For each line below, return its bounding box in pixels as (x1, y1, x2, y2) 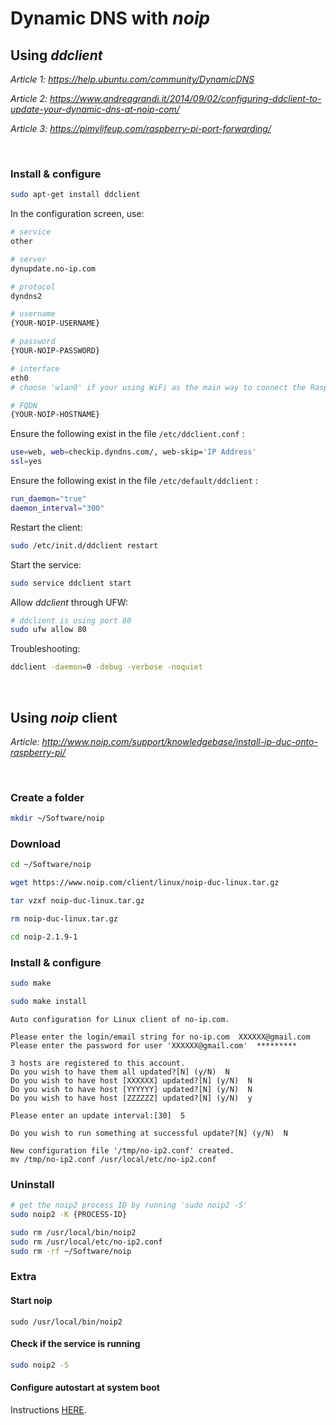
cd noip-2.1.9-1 (10, 932, 78, 942)
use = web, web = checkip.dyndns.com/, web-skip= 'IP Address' (10, 447, 257, 457)
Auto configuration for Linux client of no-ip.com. (10, 1014, 230, 1024)
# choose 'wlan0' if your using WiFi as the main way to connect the (10, 382, 307, 392)
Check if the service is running (10, 1338, 141, 1350)
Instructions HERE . (10, 1403, 87, 1416)
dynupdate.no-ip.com (10, 263, 97, 274)
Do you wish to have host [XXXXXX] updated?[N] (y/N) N (10, 1075, 253, 1086)
